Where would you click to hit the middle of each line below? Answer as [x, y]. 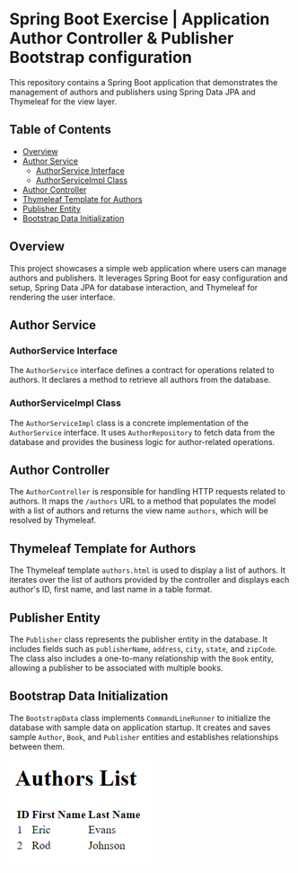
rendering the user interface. [62, 297]
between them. [37, 746]
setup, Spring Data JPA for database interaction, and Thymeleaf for [134, 287]
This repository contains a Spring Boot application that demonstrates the [144, 82]
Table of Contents [61, 130]
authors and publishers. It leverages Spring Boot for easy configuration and [149, 278]
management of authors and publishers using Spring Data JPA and [132, 92]
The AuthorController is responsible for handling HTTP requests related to [147, 492]
